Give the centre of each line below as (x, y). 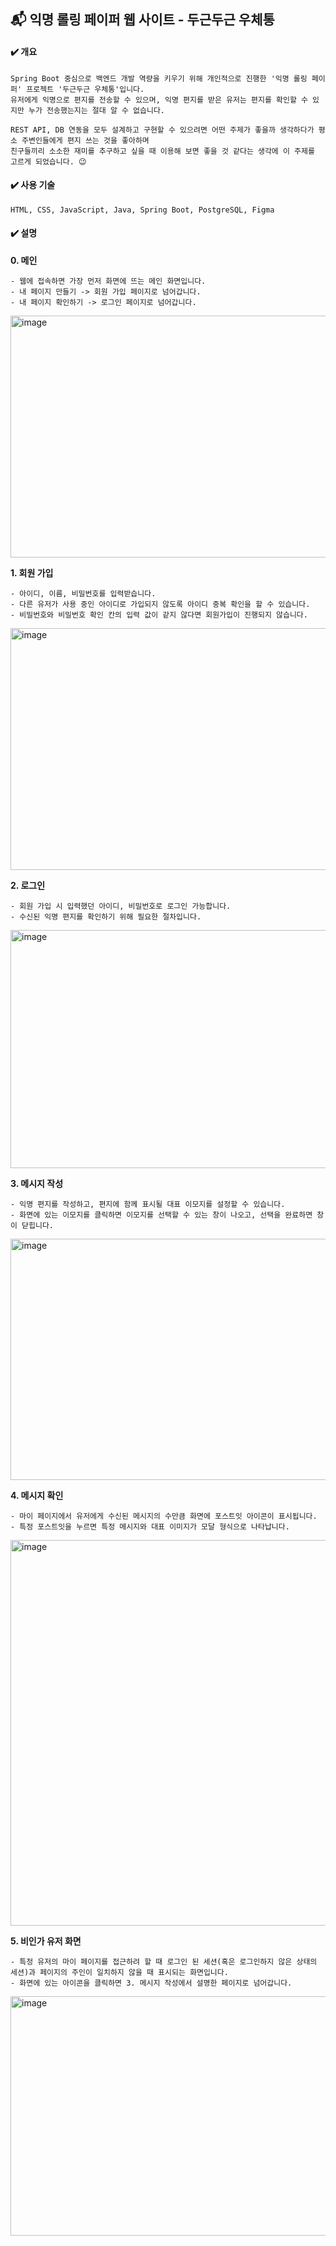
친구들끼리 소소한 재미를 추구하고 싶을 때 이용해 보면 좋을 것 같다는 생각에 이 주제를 (162, 151)
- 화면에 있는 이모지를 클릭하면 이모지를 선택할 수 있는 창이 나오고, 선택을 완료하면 (161, 1215)
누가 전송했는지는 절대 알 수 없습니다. (97, 110)
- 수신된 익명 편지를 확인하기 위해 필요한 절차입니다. (106, 917)
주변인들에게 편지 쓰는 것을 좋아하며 (85, 140)
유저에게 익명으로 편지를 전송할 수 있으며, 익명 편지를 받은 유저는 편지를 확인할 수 (159, 100)
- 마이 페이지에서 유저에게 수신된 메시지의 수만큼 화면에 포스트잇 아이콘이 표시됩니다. (164, 1516)
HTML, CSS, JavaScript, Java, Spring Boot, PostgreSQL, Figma (142, 210)
